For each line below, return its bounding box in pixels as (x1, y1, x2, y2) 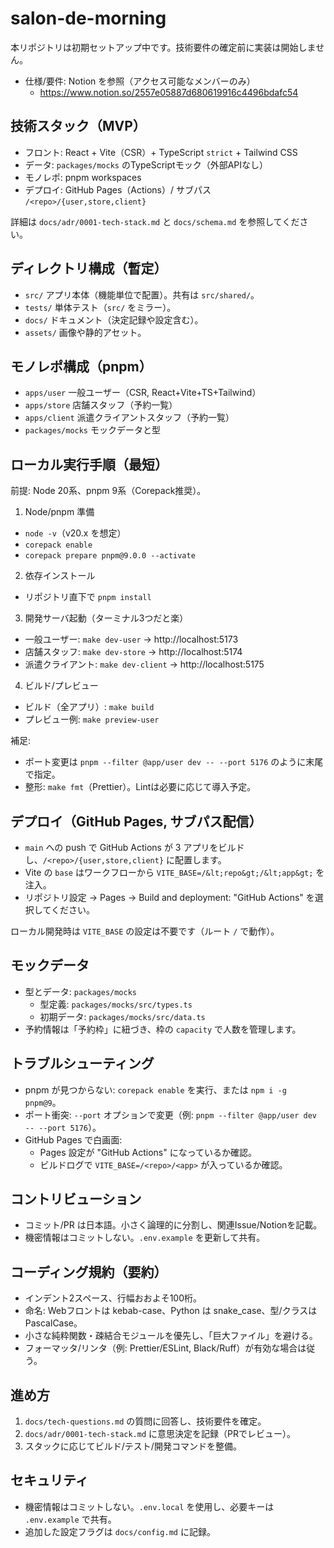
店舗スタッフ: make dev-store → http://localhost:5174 (24, 646, 243, 658)
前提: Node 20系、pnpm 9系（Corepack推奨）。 (10, 485, 207, 497)
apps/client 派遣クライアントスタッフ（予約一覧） (24, 412, 235, 424)
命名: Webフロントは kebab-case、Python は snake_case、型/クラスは (24, 1305, 318, 1317)
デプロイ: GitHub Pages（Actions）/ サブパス (24, 183, 212, 196)
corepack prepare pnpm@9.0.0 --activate (24, 551, 196, 561)
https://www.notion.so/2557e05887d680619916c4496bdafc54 (39, 86, 299, 98)
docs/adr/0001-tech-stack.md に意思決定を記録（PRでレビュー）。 (24, 1428, 296, 1440)
